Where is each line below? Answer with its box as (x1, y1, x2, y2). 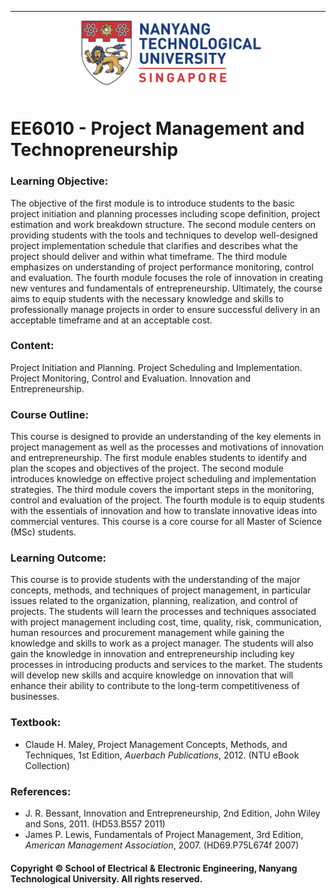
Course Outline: (10, 407, 89, 421)
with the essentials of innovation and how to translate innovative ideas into (10, 505, 318, 517)
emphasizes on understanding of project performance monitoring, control (10, 261, 314, 273)
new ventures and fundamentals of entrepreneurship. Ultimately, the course (10, 282, 323, 294)
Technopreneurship (10, 139, 179, 161)
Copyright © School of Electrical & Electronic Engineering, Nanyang (10, 862, 298, 874)
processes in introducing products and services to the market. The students (10, 659, 323, 671)
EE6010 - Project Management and (10, 117, 305, 140)
